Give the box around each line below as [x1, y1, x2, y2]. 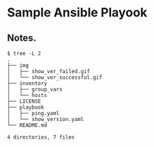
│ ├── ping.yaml [7, 110, 60, 117]
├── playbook [7, 104, 44, 111]
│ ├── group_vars [7, 86, 63, 93]
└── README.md [7, 122, 48, 129]
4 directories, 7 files [7, 134, 75, 141]
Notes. [7, 32, 36, 44]
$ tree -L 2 [7, 50, 41, 57]
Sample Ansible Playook [7, 5, 148, 21]
